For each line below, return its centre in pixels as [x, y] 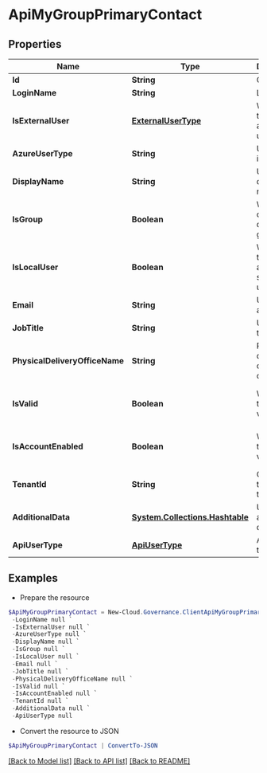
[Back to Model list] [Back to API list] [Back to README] [99, 761]
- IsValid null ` [39, 686]
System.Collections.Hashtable [190, 517]
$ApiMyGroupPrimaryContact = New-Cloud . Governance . [95, 612]
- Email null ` [35, 664]
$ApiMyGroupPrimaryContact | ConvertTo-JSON [83, 746]
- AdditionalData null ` [51, 708]
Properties [35, 44]
